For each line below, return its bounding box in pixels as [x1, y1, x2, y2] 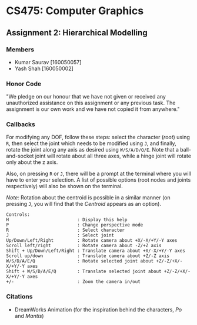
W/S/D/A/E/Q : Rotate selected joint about [6, 258, 154, 264]
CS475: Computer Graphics [6, 4, 144, 18]
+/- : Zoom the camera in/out [6, 279, 141, 285]
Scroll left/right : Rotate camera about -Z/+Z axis [6, 243, 162, 249]
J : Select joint [6, 232, 115, 238]
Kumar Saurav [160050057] [14, 58, 82, 65]
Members [6, 45, 34, 54]
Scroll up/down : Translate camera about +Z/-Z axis [6, 253, 169, 259]
